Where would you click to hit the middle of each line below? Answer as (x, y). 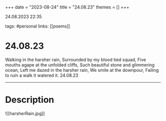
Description (30, 100)
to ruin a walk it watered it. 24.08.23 (42, 75)
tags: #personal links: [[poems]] (38, 26)
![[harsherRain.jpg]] (25, 113)
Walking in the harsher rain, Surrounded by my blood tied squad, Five (76, 60)
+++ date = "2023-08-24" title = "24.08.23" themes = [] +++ (67, 7)
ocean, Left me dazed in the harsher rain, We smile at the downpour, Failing (82, 70)
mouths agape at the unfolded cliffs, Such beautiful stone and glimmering (80, 65)
